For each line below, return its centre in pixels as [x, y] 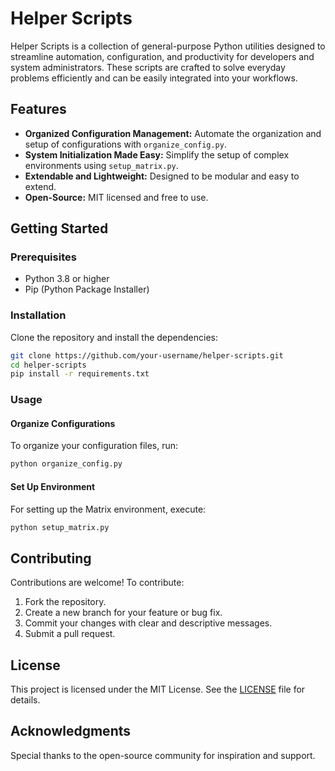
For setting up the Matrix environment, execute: [108, 509]
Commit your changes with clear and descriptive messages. [148, 623]
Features [38, 109]
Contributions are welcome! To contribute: [97, 583]
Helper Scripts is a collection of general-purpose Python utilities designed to [168, 46]
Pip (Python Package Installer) [87, 289]
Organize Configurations [63, 423]
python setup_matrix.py [60, 527]
